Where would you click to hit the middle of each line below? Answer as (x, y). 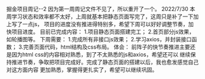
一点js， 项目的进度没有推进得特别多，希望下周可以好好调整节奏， (105, 24)
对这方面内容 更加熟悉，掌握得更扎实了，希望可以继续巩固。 (82, 70)
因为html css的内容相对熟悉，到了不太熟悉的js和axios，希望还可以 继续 (101, 54)
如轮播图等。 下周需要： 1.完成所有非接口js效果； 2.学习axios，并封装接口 (99, 39)
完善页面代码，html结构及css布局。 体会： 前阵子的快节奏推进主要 (107, 47)
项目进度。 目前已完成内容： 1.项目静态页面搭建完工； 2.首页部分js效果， (103, 32)
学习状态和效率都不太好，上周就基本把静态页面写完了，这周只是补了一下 (102, 16)
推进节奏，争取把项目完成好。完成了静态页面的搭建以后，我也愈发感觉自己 (105, 62)
